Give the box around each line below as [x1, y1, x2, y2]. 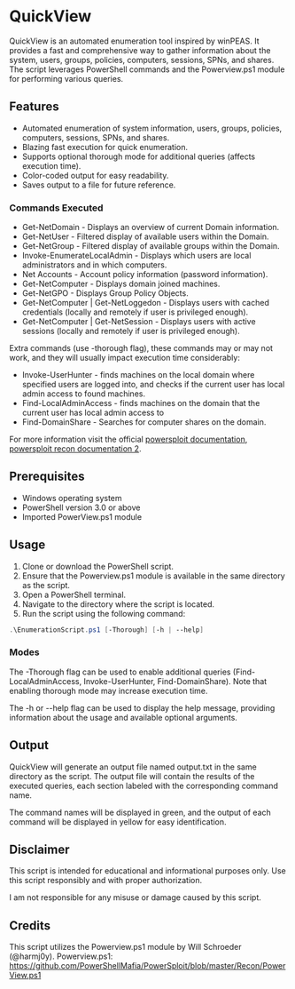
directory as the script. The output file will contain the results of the [9, 770, 255, 781]
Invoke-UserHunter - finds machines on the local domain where [21, 370, 255, 380]
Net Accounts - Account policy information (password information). [21, 269, 268, 280]
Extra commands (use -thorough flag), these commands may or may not [9, 343, 273, 354]
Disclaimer [9, 842, 70, 857]
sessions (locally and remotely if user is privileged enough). [21, 326, 241, 337]
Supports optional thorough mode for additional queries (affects [21, 151, 256, 162]
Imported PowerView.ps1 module [21, 511, 143, 522]
